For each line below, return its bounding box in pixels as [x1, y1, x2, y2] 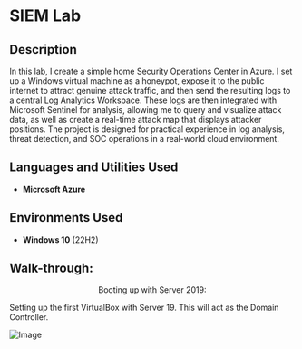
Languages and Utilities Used [9, 160, 179, 175]
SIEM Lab [9, 5, 82, 26]
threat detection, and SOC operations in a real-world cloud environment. [9, 134, 279, 144]
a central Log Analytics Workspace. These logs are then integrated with [9, 95, 278, 105]
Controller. [9, 312, 49, 323]
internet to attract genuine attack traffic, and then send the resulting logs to [9, 85, 291, 95]
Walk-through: [9, 261, 93, 276]
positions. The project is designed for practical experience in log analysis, [9, 124, 286, 135]
